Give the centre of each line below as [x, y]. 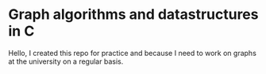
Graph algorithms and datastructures [133, 15]
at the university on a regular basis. [66, 61]
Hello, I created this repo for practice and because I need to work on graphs [132, 53]
